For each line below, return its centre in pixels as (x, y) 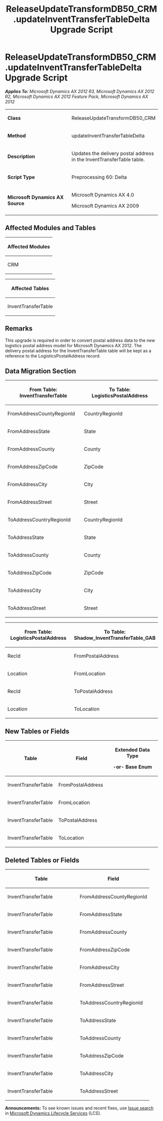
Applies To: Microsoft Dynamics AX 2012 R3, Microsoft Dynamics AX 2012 (80, 91)
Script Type (21, 177)
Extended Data (132, 750)
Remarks (19, 328)
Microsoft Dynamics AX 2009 (105, 206)
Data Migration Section (41, 371)
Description (21, 156)
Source (16, 203)
